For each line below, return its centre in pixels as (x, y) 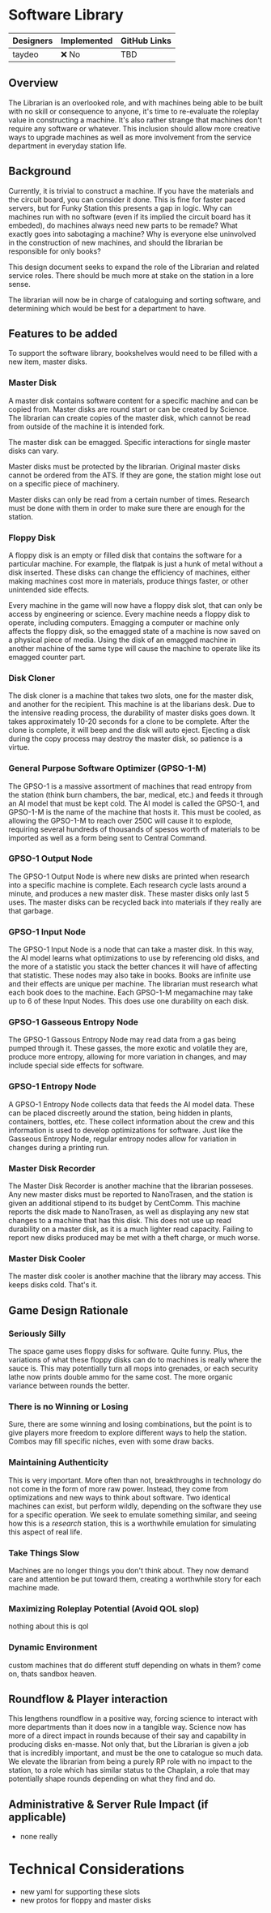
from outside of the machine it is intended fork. (87, 426)
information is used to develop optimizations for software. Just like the (126, 1130)
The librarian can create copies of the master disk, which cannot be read (129, 417)
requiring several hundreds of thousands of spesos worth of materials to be (134, 829)
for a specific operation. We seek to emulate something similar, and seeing (133, 1514)
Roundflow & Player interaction (88, 1699)
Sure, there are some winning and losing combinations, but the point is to (130, 1424)
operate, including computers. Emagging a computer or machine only (124, 623)
